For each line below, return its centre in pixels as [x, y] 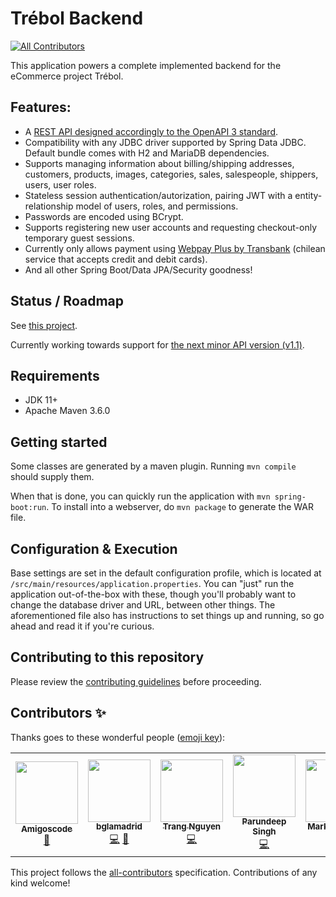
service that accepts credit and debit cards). [116, 259]
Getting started [59, 442]
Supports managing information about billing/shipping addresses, [159, 163]
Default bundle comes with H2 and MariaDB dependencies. [147, 153]
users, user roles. [60, 184]
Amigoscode [46, 829]
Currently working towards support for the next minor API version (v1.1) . [157, 344]
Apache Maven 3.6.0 [67, 411]
